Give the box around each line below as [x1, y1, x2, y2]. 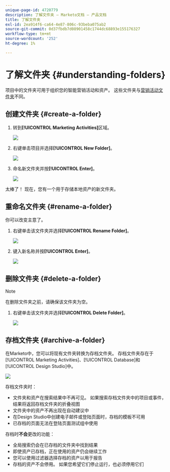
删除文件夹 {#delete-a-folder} [5, 274, 101, 283]
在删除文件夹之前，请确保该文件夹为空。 [5, 299, 90, 305]
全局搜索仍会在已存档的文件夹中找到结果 [12, 442, 98, 448]
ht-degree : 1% [5, 41, 36, 46]
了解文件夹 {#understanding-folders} [5, 69, 166, 80]
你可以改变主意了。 [5, 217, 46, 223]
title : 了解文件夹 [5, 17, 41, 22]
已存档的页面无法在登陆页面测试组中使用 [12, 420, 98, 426]
